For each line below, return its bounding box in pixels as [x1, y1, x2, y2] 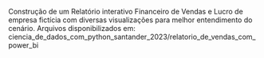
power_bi [8, 41, 39, 50]
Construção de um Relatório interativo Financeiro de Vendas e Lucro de [8, 7, 243, 16]
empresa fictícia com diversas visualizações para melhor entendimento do [8, 15, 253, 25]
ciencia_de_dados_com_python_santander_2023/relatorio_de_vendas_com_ [8, 32, 256, 41]
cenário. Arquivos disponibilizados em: [8, 24, 136, 33]
